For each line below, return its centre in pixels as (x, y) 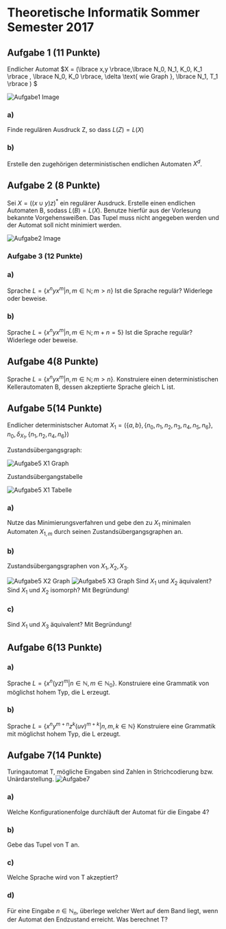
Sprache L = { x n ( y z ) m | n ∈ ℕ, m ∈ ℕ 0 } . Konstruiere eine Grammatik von (108, 683)
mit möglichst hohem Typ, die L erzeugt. (64, 734)
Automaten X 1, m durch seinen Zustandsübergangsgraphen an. (95, 532)
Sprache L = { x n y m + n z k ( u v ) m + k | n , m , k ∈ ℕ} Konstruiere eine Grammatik (111, 725)
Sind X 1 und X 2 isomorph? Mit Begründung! (68, 591)
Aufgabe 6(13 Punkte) (55, 647)
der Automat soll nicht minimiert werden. (64, 225)
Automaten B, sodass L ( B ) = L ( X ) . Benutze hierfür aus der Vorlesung (104, 210)
